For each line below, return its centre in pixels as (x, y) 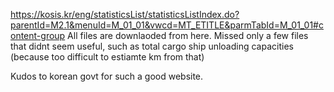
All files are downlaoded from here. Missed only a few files (188, 35)
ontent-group (38, 35)
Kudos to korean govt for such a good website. (107, 76)
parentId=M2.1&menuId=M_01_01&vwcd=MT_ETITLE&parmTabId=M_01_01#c (167, 25)
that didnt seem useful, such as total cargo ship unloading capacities (152, 46)
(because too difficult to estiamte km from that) (107, 57)
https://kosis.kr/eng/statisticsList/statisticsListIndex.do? (125, 14)
